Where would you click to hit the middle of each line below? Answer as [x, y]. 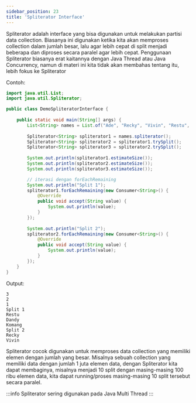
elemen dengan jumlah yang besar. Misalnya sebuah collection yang [88, 357]
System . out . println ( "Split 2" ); [67, 228]
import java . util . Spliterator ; [44, 98]
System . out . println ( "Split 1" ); [67, 185]
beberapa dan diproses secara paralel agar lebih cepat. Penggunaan [89, 52]
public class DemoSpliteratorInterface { [57, 109]
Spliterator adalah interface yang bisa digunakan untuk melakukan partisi [94, 33]
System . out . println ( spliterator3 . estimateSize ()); [90, 169]
